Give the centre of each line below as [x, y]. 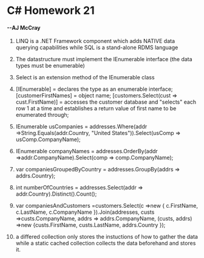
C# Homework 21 [51, 11]
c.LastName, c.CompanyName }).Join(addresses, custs [85, 212]
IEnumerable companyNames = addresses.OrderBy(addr [87, 151]
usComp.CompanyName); [48, 139]
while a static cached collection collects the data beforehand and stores [106, 243]
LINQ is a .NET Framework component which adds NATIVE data [95, 41]
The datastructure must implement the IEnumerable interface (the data [104, 59]
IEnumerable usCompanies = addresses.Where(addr [81, 127]
